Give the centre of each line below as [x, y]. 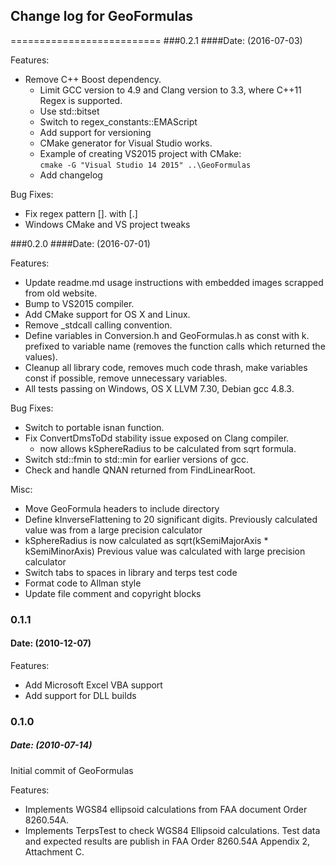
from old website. [61, 293]
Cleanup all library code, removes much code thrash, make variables [166, 367]
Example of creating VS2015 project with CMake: [140, 153]
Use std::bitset [69, 111]
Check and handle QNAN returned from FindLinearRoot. [140, 470]
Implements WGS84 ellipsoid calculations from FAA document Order [166, 809]
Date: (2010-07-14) [51, 745]
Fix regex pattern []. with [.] [81, 213]
